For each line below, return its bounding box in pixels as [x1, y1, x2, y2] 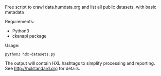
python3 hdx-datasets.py [5, 52, 55, 57]
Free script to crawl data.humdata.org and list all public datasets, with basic [5, 4, 157, 10]
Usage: [5, 43, 19, 48]
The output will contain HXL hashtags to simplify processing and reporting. [5, 61, 155, 66]
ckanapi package [12, 33, 47, 39]
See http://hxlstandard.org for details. [5, 65, 80, 71]
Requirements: [5, 19, 34, 24]
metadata [5, 9, 24, 15]
